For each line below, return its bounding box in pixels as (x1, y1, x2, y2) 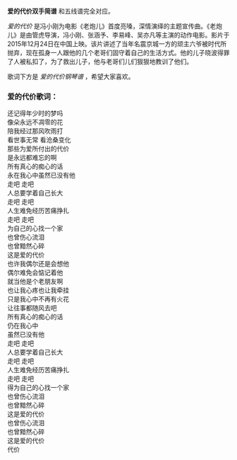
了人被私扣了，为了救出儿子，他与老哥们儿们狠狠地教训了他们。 (7, 57, 193, 66)
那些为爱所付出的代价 (7, 144, 69, 153)
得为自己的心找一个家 (7, 384, 69, 392)
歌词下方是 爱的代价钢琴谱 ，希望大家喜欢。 (7, 72, 135, 81)
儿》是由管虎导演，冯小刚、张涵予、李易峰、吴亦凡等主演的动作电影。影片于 (7, 31, 230, 39)
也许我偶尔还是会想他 (7, 260, 69, 268)
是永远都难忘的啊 (7, 154, 57, 162)
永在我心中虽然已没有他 (7, 171, 75, 180)
